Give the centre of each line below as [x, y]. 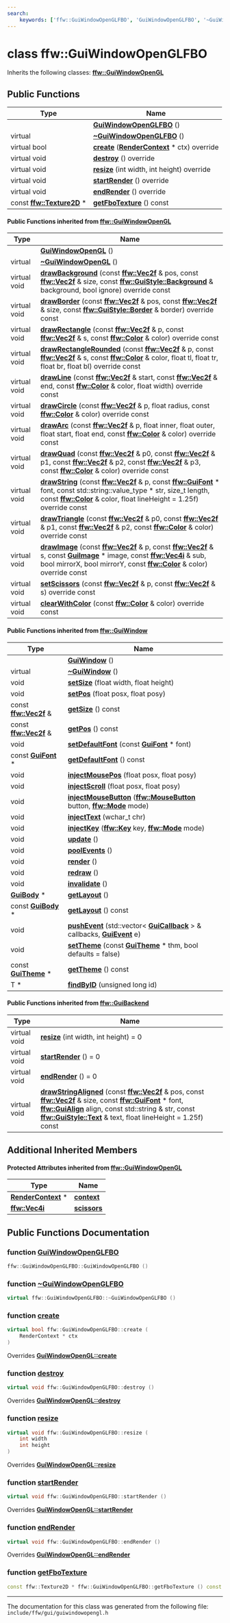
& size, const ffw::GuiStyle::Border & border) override [127, 310]
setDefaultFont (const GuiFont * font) [129, 744]
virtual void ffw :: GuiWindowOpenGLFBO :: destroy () [81, 1387]
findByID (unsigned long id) [112, 985]
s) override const [68, 592]
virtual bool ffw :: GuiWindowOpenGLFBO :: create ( [78, 1330]
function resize [33, 1418]
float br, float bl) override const [90, 366]
